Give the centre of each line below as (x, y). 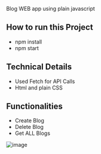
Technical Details (39, 67)
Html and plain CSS (39, 87)
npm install (28, 42)
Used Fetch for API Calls (45, 81)
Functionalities (34, 107)
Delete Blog (29, 127)
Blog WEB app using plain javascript (51, 9)
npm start (27, 48)
